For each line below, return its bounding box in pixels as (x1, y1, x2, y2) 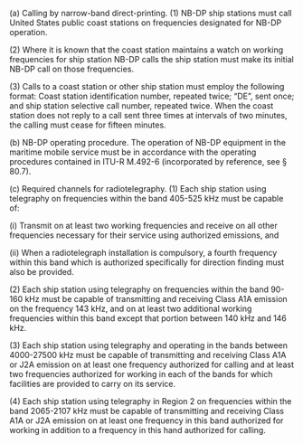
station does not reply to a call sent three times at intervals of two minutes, (9, 110, 288, 120)
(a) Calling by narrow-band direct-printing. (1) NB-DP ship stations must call (9, 8, 292, 18)
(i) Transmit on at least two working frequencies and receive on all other (9, 221, 278, 231)
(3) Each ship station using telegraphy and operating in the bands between (9, 340, 288, 351)
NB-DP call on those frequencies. (9, 63, 134, 74)
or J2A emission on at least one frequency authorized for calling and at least (9, 359, 294, 370)
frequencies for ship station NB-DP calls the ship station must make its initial (9, 54, 294, 64)
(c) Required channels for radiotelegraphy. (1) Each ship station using (9, 184, 267, 194)
